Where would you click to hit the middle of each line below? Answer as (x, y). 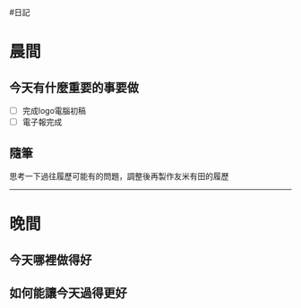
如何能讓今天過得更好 (68, 293)
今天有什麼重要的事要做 (74, 87)
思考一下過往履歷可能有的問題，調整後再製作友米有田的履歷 (119, 175)
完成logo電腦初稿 (54, 111)
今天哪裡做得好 (51, 260)
